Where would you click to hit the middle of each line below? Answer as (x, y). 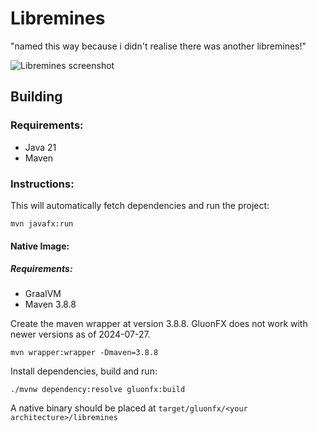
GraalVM (43, 294)
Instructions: (42, 184)
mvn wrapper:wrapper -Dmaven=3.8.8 (84, 353)
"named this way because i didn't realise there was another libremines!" (158, 46)
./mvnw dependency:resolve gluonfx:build (98, 390)
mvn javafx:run (42, 223)
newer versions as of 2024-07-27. (80, 334)
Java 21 (40, 147)
